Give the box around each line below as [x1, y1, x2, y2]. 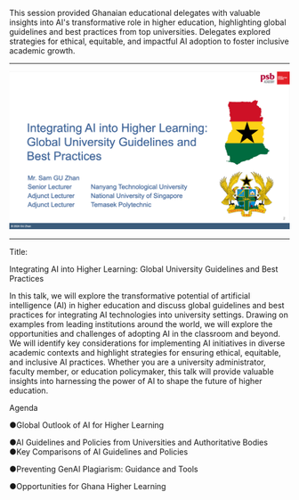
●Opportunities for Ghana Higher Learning [9, 481, 166, 491]
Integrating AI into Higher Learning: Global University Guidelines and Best [9, 264, 279, 275]
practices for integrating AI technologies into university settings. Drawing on [9, 309, 289, 320]
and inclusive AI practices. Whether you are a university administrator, [9, 357, 266, 367]
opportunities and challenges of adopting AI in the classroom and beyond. [9, 329, 281, 339]
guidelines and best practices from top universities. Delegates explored [9, 27, 271, 37]
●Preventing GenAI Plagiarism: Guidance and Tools [9, 463, 198, 474]
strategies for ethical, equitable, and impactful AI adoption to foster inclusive [9, 36, 289, 46]
